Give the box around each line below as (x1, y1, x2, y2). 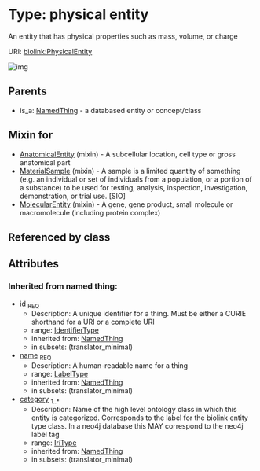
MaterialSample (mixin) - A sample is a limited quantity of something (19, 166, 241, 175)
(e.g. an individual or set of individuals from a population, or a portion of (19, 175, 253, 184)
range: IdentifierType (31, 326, 100, 335)
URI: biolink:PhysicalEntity (8, 46, 93, 56)
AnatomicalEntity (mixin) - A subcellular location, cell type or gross (19, 149, 236, 159)
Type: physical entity (8, 6, 149, 24)
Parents (8, 85, 47, 98)
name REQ (19, 351, 52, 362)
